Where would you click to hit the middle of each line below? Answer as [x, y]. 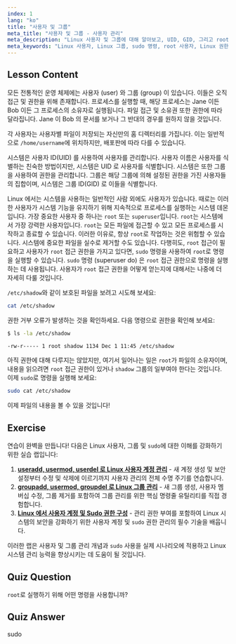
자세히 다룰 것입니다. [35, 277]
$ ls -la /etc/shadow [39, 333]
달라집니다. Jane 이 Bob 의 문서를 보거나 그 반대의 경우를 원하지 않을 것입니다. [114, 119]
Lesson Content [43, 75]
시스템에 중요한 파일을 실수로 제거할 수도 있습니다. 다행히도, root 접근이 [120, 242]
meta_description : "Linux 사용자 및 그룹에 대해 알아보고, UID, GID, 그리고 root [118, 40]
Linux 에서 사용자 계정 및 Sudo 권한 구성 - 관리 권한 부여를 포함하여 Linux [118, 514]
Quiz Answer [36, 617]
